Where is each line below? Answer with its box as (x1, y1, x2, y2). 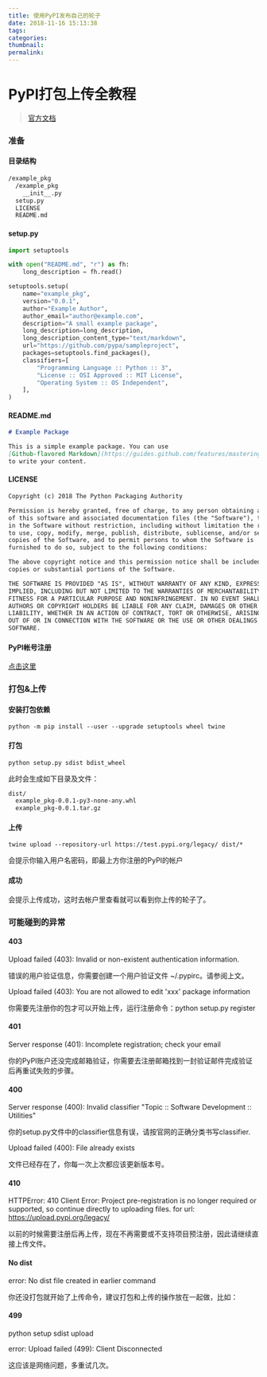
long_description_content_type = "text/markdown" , (22, 334, 187, 342)
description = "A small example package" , (22, 319, 158, 327)
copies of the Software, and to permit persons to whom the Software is (8, 536, 254, 544)
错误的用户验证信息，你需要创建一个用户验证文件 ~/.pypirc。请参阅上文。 (8, 970, 249, 980)
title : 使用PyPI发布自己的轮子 (8, 11, 101, 20)
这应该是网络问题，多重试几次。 (8, 1360, 113, 1370)
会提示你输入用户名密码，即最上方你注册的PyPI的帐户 (8, 856, 184, 865)
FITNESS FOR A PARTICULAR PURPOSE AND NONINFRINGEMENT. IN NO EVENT (8, 595, 240, 603)
